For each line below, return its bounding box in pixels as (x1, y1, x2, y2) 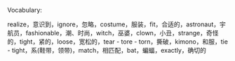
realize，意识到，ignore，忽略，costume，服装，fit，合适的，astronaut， (7, 20, 220, 28)
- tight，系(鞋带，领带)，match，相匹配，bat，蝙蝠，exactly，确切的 (7, 46, 207, 54)
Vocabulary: (7, 6, 42, 14)
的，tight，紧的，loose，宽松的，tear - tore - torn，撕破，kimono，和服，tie (7, 37, 228, 46)
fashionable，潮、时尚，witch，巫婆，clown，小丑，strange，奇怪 (25, 29, 219, 37)
